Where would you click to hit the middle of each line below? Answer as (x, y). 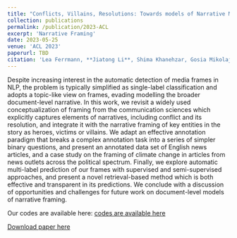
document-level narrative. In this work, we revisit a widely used (99, 102)
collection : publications (45, 20)
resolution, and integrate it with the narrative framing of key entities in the (114, 125)
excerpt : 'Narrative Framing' (52, 33)
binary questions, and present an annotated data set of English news (107, 147)
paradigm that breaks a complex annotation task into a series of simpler (111, 139)
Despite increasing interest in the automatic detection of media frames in (113, 80)
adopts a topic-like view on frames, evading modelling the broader (104, 94)
